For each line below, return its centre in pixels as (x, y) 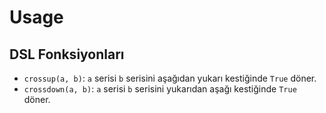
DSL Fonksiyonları (67, 54)
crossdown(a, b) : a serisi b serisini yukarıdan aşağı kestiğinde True (160, 89)
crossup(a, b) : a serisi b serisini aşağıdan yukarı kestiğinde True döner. (170, 78)
